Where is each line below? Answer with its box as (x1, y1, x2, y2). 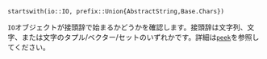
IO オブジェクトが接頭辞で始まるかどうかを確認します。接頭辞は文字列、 (7, 22, 248, 32)
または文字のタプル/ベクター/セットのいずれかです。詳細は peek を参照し (21, 33, 260, 41)
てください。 (7, 42, 50, 52)
